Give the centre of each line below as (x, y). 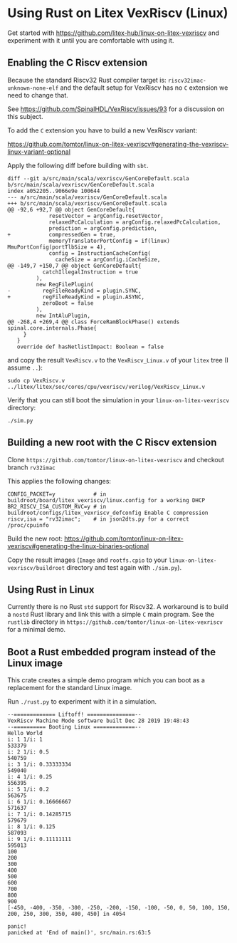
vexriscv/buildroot (36, 568)
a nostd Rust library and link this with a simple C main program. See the (111, 615)
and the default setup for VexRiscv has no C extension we (144, 88)
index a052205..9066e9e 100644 (54, 191)
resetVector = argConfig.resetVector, (106, 216)
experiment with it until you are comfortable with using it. (91, 40)
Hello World (25, 734)
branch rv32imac (31, 467)
